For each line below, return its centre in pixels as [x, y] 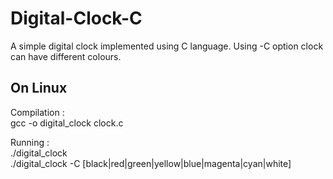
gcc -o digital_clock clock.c [67, 123]
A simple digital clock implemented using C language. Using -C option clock [167, 46]
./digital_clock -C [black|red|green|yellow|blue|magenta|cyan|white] [151, 163]
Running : [30, 142]
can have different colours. [66, 56]
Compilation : [37, 112]
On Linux [39, 88]
